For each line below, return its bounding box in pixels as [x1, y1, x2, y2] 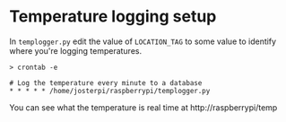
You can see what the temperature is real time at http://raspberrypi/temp [9, 101, 278, 113]
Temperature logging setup [9, 6, 217, 27]
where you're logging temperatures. [9, 45, 142, 56]
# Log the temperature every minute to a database [9, 78, 203, 87]
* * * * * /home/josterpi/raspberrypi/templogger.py [9, 86, 211, 95]
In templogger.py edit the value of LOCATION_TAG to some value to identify [9, 36, 276, 47]
